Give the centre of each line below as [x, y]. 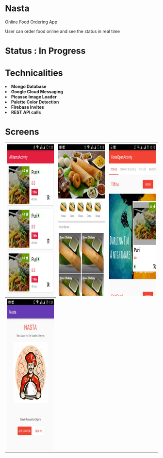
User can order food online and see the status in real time [63, 31]
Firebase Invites [28, 107]
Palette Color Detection [35, 102]
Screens [22, 132]
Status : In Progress [45, 51]
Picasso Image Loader [34, 97]
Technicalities [34, 73]
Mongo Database [29, 87]
